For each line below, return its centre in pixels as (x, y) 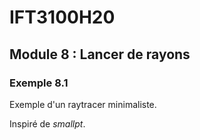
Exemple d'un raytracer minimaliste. (83, 104)
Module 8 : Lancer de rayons (100, 54)
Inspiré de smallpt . (47, 123)
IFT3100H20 (62, 17)
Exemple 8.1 (39, 83)
